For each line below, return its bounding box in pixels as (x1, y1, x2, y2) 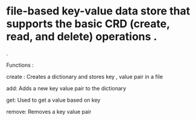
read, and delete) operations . (6, 30, 157, 43)
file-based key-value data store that (6, 4, 191, 18)
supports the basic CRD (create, (6, 17, 170, 31)
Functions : (6, 61, 34, 69)
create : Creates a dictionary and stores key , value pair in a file (6, 73, 163, 80)
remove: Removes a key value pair (6, 108, 92, 115)
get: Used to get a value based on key (6, 96, 101, 104)
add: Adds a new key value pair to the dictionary (6, 84, 127, 92)
